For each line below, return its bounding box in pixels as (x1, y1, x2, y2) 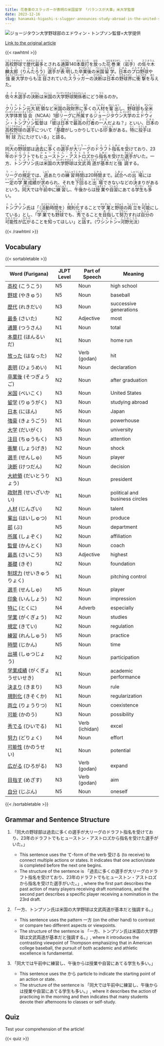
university (110, 427, 133, 433)
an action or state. (19, 976, 56, 982)
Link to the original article (5, 40, 56, 46)
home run (110, 337, 133, 344)
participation (110, 654, 140, 661)
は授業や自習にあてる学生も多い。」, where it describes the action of (19, 988, 157, 994)
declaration (110, 364, 137, 371)
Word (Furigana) (9, 270, 49, 277)
